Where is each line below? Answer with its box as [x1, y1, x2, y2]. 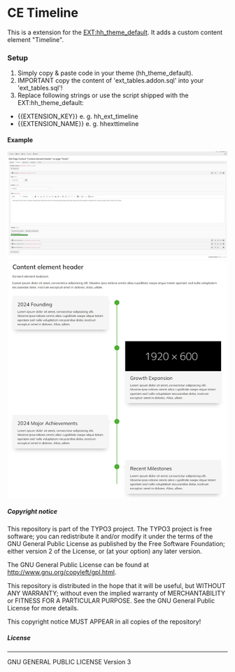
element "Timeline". [7, 35, 64, 43]
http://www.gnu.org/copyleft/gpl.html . [7, 568, 117, 577]
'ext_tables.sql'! [17, 84, 63, 92]
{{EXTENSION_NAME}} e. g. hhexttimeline [17, 120, 139, 128]
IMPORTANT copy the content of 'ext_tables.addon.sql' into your [17, 76, 204, 85]
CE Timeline [7, 5, 79, 21]
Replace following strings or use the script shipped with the [17, 91, 189, 99]
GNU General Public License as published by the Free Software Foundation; [7, 540, 225, 548]
